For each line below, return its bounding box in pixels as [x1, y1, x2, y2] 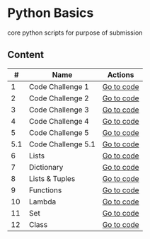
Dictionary [29, 162, 64, 172]
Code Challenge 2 [29, 93, 90, 103]
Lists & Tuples [29, 173, 76, 183]
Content [7, 49, 45, 61]
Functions [29, 185, 62, 195]
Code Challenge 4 [29, 116, 90, 126]
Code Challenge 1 [29, 81, 90, 91]
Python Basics [7, 5, 94, 21]
